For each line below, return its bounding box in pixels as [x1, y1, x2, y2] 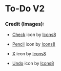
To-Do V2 [5, 3, 45, 14]
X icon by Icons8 [12, 51, 46, 57]
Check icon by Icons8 [12, 32, 56, 37]
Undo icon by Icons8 [12, 60, 54, 67]
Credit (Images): [5, 21, 45, 28]
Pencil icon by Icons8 [12, 41, 56, 47]
